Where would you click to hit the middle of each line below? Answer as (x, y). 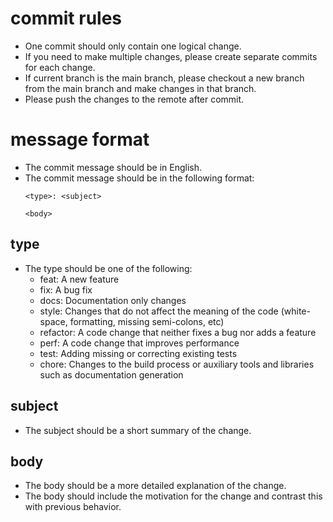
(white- (295, 311)
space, (53, 321)
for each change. (60, 67)
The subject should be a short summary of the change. (138, 430)
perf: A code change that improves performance (139, 343)
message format (80, 139)
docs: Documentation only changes (113, 300)
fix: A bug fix (66, 289)
